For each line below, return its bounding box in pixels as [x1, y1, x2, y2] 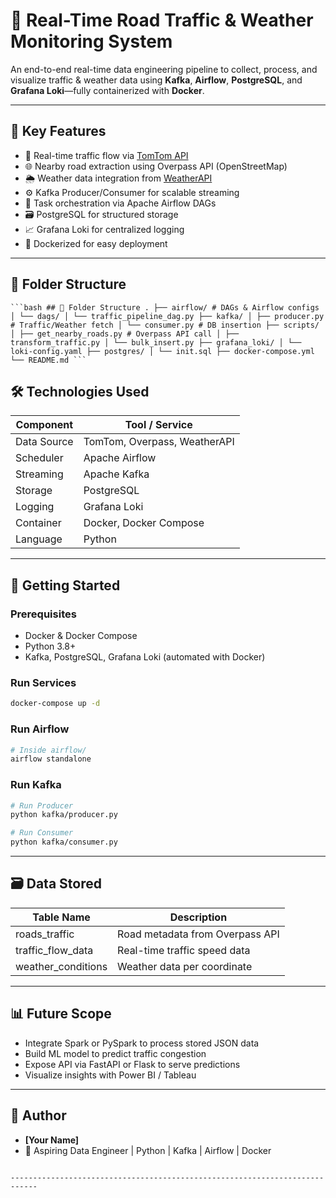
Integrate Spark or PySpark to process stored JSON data [24, 1037, 260, 1049]
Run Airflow [10, 722, 70, 736]
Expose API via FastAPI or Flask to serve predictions [24, 1058, 241, 1070]
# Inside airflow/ [10, 745, 87, 755]
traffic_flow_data [15, 943, 94, 957]
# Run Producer [10, 800, 74, 811]
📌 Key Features [10, 123, 107, 140]
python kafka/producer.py [10, 810, 118, 820]
